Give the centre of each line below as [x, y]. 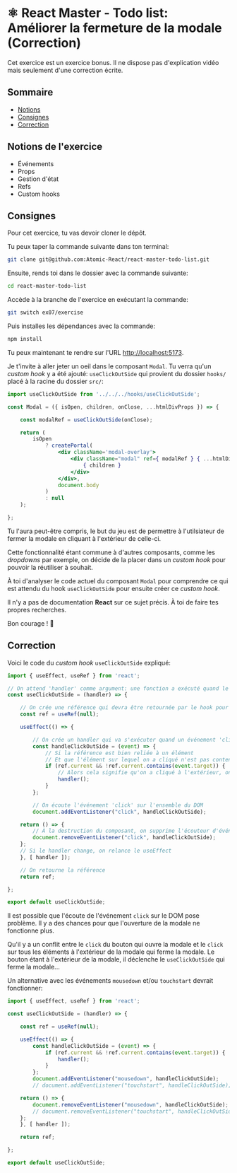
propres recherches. [37, 609]
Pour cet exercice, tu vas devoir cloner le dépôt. [77, 233]
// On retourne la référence [63, 870]
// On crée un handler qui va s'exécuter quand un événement [124, 740]
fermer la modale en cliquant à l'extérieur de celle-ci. [84, 538]
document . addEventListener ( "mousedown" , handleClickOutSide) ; [126, 1079]
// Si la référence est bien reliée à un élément [119, 753]
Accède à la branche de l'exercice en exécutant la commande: [98, 300]
